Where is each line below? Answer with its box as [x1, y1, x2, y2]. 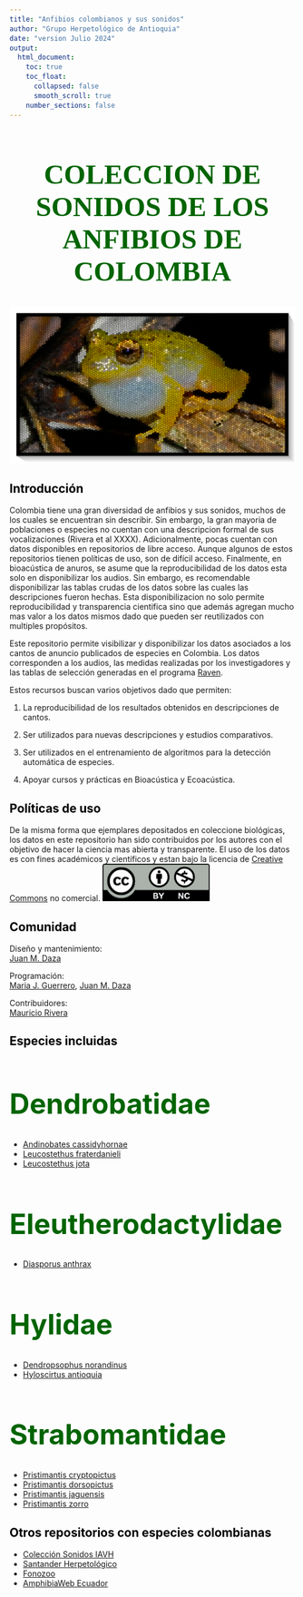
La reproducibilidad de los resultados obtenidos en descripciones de [22, 702, 279, 713]
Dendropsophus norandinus [22, 1359, 128, 1370]
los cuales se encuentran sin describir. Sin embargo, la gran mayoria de [9, 514, 277, 525]
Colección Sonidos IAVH [22, 1548, 114, 1560]
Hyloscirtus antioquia [22, 1368, 103, 1379]
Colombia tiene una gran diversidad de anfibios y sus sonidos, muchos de [9, 505, 286, 516]
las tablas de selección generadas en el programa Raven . [9, 667, 224, 678]
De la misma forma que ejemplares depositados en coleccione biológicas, [9, 825, 286, 836]
